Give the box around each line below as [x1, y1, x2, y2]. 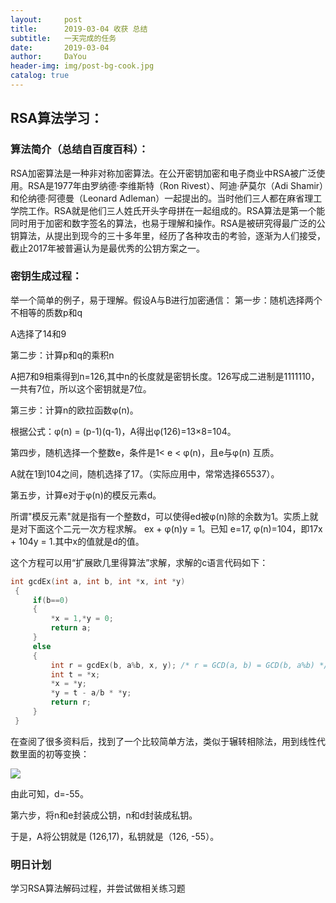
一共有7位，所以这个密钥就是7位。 [10, 382, 152, 395]
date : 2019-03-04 [10, 42, 110, 53]
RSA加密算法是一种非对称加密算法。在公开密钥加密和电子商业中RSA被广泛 [10, 167, 317, 179]
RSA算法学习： [10, 110, 103, 127]
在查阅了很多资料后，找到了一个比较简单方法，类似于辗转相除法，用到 [10, 735, 300, 747]
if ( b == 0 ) [32, 595, 70, 605]
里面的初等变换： [18, 747, 90, 760]
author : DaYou [10, 52, 87, 62]
